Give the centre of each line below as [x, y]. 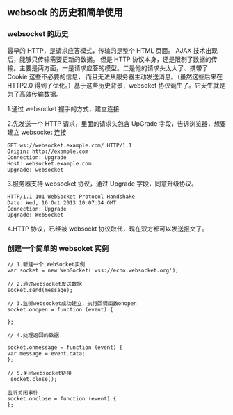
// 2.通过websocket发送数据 [45, 284]
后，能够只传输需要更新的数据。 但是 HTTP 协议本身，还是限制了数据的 [110, 59]
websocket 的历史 [38, 34]
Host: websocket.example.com [49, 163]
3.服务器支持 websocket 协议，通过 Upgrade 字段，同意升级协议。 [103, 184]
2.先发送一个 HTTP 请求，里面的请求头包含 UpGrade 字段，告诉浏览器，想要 [117, 123]
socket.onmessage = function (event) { [65, 347]
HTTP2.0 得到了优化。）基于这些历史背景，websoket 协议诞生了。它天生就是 [116, 85]
